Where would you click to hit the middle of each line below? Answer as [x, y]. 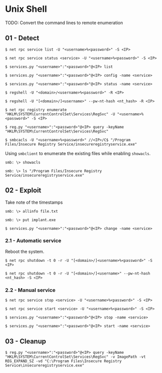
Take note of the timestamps [34, 202]
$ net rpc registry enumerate [36, 110]
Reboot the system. [25, 251]
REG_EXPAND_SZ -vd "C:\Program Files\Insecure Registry [63, 361]
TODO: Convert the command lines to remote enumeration [64, 23]
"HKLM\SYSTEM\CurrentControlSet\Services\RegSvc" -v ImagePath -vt [76, 357]
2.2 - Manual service [30, 290]
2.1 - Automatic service [33, 241]
